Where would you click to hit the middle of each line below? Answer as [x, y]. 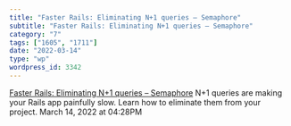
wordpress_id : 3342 [46, 68]
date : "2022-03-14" [46, 51]
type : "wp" [29, 59]
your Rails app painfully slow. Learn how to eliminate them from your [135, 102]
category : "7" [36, 34]
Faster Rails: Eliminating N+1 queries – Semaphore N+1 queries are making [146, 92]
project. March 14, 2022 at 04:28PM [76, 112]
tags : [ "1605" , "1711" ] [54, 42]
